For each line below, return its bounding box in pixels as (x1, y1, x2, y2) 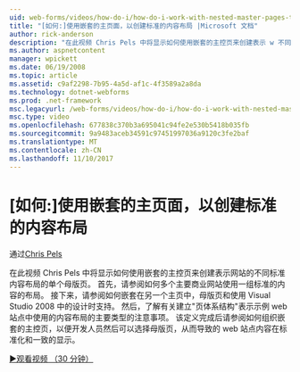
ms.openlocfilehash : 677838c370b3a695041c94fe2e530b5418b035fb (9, 121, 250, 130)
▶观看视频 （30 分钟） (9, 353, 94, 364)
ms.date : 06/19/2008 (9, 63, 87, 72)
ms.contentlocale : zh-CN (9, 145, 102, 154)
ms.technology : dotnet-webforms (9, 87, 129, 96)
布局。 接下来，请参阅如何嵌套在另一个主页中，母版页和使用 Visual (24, 290, 271, 301)
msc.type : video (9, 112, 70, 121)
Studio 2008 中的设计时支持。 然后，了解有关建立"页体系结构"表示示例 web (9, 301, 287, 312)
